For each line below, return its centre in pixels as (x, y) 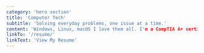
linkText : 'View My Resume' (42, 40)
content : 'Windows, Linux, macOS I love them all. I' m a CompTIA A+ (95, 29)
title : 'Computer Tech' (36, 18)
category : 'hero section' (39, 12)
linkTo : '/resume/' (31, 35)
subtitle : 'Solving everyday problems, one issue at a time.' (87, 23)
